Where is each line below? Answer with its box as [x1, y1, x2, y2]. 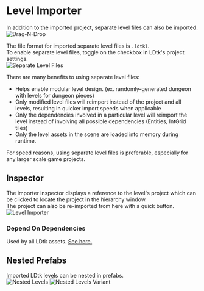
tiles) [15, 124, 28, 131]
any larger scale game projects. [6, 155, 86, 162]
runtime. [15, 137, 37, 144]
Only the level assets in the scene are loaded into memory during [15, 131, 178, 138]
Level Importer [6, 4, 82, 18]
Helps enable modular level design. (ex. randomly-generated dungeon [15, 85, 191, 92]
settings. [6, 55, 29, 62]
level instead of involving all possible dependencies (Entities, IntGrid [15, 117, 186, 125]
